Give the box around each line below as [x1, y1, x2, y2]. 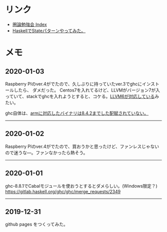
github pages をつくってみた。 [5, 222, 68, 228]
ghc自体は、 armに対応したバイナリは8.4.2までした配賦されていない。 [5, 110, 149, 116]
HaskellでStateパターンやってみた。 [12, 27, 86, 33]
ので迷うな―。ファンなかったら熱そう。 [5, 149, 88, 155]
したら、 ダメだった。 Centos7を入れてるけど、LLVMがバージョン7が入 [13, 87, 160, 93]
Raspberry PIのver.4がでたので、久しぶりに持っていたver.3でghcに [5, 81, 143, 87]
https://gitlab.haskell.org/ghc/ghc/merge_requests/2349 [5, 188, 121, 194]
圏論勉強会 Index [12, 21, 47, 27]
